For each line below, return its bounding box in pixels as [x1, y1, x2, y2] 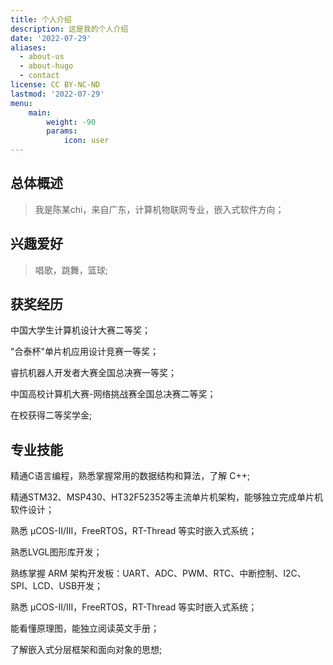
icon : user [63, 136, 110, 146]
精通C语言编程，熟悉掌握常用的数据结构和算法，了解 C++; [10, 470, 251, 482]
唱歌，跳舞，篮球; [34, 264, 109, 276]
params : [46, 126, 78, 136]
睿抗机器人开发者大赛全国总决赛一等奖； [10, 367, 177, 379]
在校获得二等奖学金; [10, 409, 93, 421]
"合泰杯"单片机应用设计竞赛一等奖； [10, 346, 160, 358]
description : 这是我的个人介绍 [10, 24, 129, 34]
